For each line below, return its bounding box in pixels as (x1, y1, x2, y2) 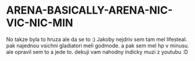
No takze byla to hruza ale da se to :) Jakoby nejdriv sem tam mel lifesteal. (6, 36, 187, 43)
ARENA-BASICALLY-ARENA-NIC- (6, 4, 173, 17)
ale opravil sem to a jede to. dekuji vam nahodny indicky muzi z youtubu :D (6, 48, 188, 55)
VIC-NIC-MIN (6, 16, 73, 30)
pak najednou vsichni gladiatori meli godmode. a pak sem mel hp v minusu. (6, 42, 190, 49)
